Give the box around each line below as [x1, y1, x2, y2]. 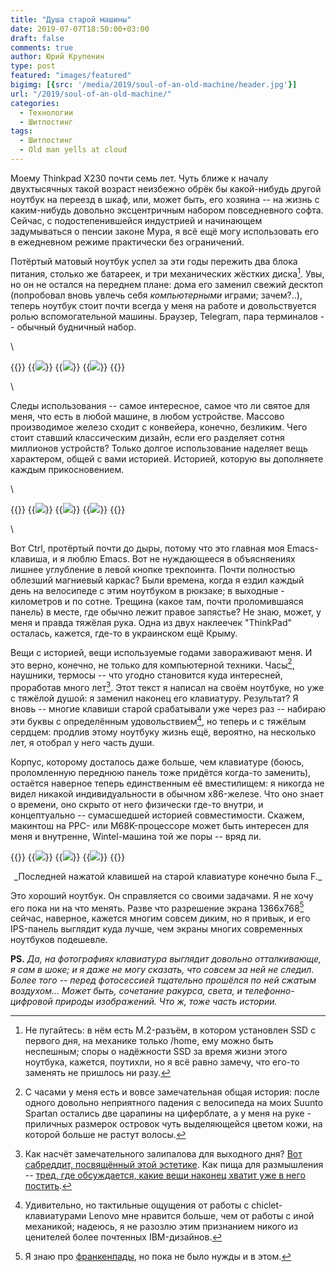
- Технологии [19, 107, 74, 118]
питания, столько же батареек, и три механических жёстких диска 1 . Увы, [10, 266, 325, 280]
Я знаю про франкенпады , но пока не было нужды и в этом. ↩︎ [24, 1251, 292, 1263]
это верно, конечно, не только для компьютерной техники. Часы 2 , [10, 657, 295, 671]
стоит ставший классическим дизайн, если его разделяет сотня [10, 431, 285, 443]
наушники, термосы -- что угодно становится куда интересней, [10, 669, 283, 681]
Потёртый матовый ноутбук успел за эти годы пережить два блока [10, 255, 298, 267]
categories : [10, 98, 60, 108]
